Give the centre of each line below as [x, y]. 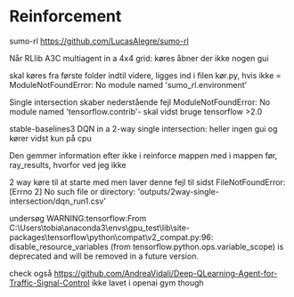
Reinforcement [65, 16]
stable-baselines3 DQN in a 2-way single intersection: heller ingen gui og [143, 128]
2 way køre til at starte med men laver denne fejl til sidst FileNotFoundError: [147, 182]
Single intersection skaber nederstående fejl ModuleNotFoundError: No [140, 102]
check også [31, 273]
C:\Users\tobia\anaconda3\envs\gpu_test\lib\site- [99, 228]
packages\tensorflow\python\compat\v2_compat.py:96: [111, 237]
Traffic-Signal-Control [50, 283]
